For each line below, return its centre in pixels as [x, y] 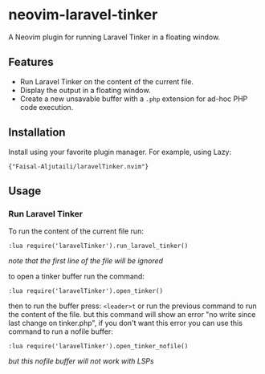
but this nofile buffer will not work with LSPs [81, 361]
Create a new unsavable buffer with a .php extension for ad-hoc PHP [134, 99]
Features [31, 62]
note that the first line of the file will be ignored [86, 261]
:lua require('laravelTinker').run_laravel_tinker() [98, 246]
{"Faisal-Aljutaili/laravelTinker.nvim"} [79, 166]
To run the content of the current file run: [76, 231]
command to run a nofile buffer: [61, 331]
